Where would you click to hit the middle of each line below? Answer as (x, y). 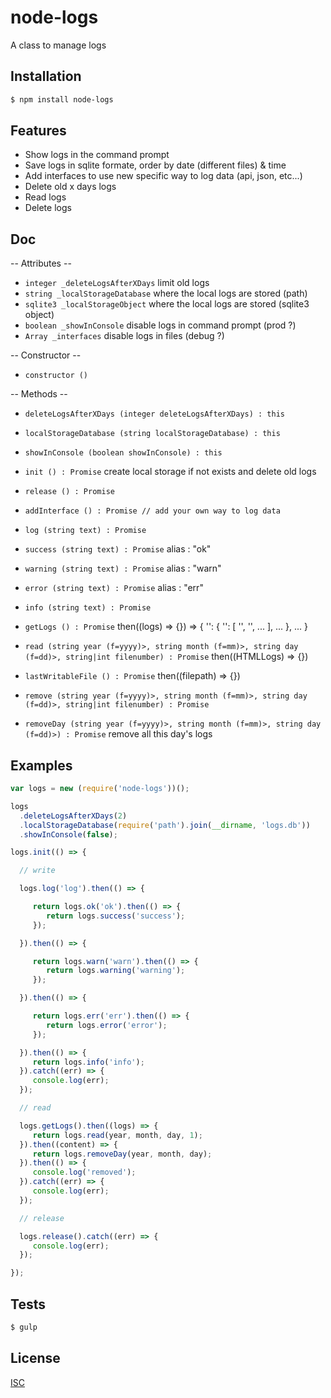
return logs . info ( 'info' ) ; (88, 1062)
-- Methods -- (39, 394)
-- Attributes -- (41, 263)
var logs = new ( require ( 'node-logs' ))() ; (100, 789)
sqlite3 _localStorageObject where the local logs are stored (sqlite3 (167, 304)
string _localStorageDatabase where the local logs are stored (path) (166, 293)
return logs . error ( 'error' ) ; (107, 1025)
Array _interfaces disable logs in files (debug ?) (124, 336)
